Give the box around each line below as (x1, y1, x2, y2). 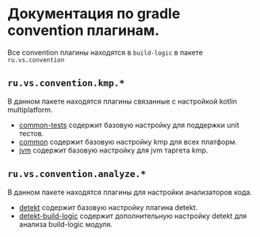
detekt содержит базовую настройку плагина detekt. (18, 202, 198, 212)
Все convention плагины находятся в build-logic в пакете (7, 47, 204, 57)
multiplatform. (7, 104, 53, 115)
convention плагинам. (7, 21, 160, 39)
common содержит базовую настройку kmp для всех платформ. (18, 137, 238, 146)
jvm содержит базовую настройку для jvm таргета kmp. (18, 145, 208, 155)
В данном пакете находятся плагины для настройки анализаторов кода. (7, 187, 253, 197)
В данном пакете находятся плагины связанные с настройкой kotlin (7, 96, 238, 106)
